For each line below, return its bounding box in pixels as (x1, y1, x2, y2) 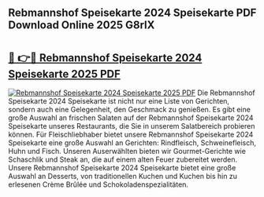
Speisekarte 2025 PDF (8, 67, 121, 81)
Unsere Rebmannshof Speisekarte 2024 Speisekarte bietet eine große (8, 163, 236, 172)
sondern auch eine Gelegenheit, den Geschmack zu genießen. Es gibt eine (8, 105, 251, 114)
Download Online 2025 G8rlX (8, 19, 155, 32)
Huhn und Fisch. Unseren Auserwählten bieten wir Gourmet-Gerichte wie (8, 147, 247, 155)
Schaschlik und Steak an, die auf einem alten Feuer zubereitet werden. (8, 155, 238, 164)
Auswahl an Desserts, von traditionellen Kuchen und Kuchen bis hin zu (8, 172, 238, 181)
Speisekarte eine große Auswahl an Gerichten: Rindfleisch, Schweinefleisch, (8, 138, 257, 148)
